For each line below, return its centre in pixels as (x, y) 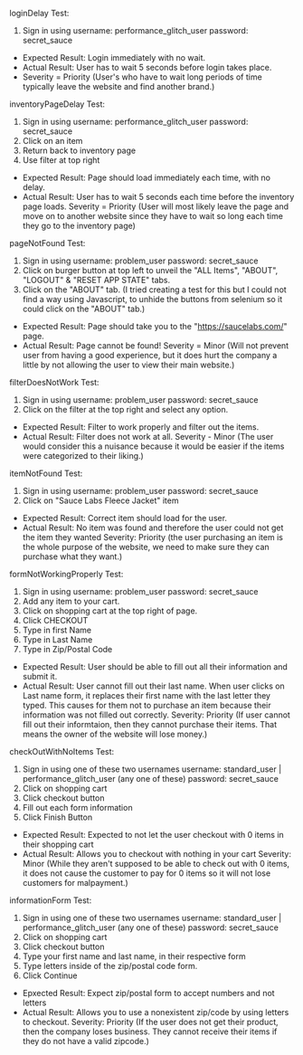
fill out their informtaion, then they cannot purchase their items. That (150, 724)
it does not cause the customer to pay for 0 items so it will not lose (147, 873)
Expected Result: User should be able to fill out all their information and (155, 667)
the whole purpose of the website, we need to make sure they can (146, 547)
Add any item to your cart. (71, 601)
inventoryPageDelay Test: (57, 104)
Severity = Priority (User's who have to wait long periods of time (142, 77)
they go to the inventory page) (79, 226)
